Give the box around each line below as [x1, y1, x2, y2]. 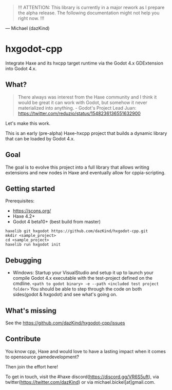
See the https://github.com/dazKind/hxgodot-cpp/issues [5, 320, 125, 326]
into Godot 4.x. [5, 65, 37, 71]
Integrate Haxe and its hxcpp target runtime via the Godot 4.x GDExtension [5, 60, 163, 66]
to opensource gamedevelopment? [5, 354, 80, 360]
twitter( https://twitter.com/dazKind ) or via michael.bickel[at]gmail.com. [5, 379, 156, 385]
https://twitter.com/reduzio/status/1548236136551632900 [17, 110, 141, 116]
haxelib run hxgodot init [5, 242, 61, 248]
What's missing [5, 306, 56, 315]
